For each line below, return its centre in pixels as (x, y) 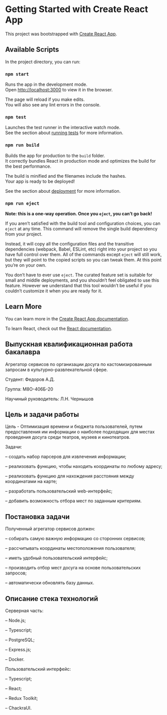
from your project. (24, 234)
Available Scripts (32, 49)
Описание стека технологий (52, 599)
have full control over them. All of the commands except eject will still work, (83, 254)
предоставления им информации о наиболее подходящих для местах (80, 432)
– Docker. (15, 659)
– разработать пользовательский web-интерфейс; (59, 491)
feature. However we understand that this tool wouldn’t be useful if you (78, 285)
